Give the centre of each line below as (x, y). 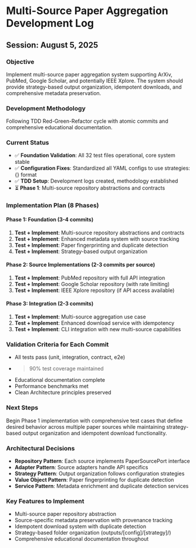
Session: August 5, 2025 (52, 45)
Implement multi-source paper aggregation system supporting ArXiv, (89, 74)
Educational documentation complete (60, 380)
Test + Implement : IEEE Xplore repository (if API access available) (94, 290)
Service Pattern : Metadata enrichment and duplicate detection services (102, 486)
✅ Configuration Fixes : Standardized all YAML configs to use (89, 168)
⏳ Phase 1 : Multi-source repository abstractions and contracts (90, 188)
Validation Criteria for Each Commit (58, 344)
